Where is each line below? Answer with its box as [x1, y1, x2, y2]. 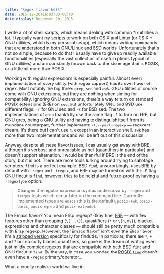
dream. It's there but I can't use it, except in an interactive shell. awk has [5, 127, 149, 133]
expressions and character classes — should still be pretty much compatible [5, 223, 159, 229]
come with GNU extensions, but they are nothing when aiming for [5, 91, 137, 97]
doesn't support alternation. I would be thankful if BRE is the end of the [5, 152, 148, 158]
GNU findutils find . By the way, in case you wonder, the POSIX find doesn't [5, 249, 158, 255]
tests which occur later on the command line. [31, 193, 123, 199]
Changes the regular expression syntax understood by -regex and [17, 188, 150, 193]
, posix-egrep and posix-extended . [28, 203, 97, 209]
